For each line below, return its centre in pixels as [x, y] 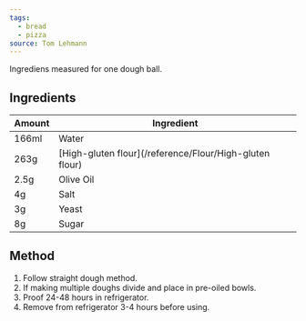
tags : [20, 18]
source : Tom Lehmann [49, 43]
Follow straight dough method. [80, 277]
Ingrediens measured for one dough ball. [86, 69]
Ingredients [43, 98]
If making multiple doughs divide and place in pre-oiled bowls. [139, 287]
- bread [32, 26]
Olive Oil [76, 180]
